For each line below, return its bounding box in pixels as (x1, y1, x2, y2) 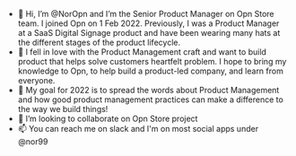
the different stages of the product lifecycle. (17, 37, 181, 48)
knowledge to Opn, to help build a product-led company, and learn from (17, 65, 284, 76)
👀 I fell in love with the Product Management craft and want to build (17, 47, 267, 57)
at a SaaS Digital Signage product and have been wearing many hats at (17, 28, 281, 38)
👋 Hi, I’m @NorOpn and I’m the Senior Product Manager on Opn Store (17, 9, 274, 19)
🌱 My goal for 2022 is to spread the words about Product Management (17, 85, 280, 95)
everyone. (17, 75, 56, 85)
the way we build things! (17, 104, 109, 114)
